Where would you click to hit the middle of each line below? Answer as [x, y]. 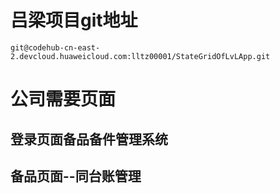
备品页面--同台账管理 [76, 176]
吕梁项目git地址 [74, 20]
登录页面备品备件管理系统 [89, 139]
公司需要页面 [63, 99]
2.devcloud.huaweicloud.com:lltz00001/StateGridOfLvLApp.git [140, 56]
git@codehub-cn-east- [55, 47]
